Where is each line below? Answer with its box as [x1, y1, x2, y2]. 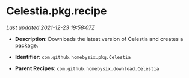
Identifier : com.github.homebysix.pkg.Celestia [14, 53, 131, 60]
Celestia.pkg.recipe [6, 4, 107, 18]
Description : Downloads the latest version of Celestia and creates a [14, 35, 184, 42]
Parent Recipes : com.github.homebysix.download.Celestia [14, 64, 160, 72]
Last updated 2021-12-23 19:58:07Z [6, 24, 95, 31]
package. [14, 42, 39, 49]
